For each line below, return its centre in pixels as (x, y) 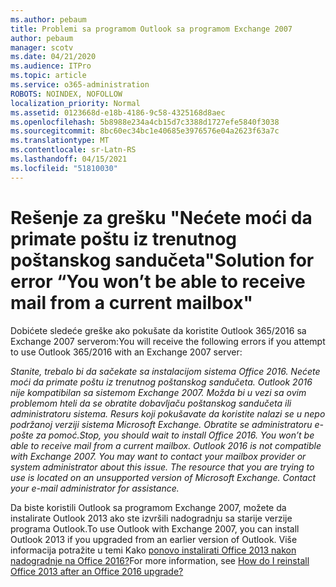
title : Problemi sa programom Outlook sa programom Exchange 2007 (151, 29)
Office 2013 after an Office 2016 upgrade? (97, 571)
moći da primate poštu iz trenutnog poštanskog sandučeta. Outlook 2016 (161, 382)
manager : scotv (42, 47)
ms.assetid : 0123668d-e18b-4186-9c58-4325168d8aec (118, 112)
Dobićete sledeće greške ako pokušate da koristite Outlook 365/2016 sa (158, 330)
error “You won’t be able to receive (158, 281)
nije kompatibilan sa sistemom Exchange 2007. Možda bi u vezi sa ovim (158, 392)
